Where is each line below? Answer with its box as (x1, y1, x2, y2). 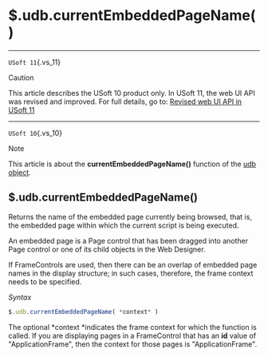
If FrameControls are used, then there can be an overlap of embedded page (8, 260, 258, 269)
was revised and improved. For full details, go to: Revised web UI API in (8, 97, 242, 106)
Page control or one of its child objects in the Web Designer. (8, 244, 206, 254)
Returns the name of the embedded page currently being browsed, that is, (8, 212, 253, 221)
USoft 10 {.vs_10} (8, 128, 62, 137)
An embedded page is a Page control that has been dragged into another (8, 236, 249, 245)
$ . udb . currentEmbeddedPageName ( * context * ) (8, 307, 159, 315)
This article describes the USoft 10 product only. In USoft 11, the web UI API (8, 88, 255, 97)
